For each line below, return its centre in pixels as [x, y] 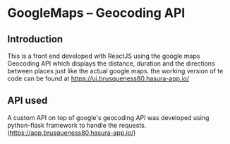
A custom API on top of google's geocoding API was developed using [108, 117]
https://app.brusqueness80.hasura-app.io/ [72, 133]
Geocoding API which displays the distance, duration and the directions [111, 64]
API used [28, 101]
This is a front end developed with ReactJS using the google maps [104, 56]
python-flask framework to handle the [62, 125]
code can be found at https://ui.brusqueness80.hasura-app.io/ [98, 78]
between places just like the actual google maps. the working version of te [115, 71]
